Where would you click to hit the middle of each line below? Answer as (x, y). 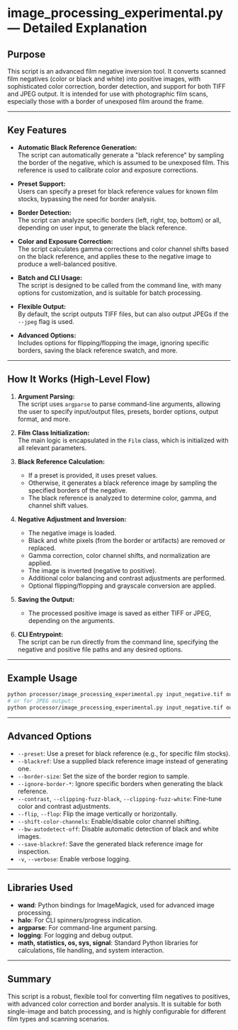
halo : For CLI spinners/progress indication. (80, 920)
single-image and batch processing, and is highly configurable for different (117, 1011)
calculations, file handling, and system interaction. (91, 950)
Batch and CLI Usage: (50, 277)
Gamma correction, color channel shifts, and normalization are (119, 555)
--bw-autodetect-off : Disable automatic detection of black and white (118, 829)
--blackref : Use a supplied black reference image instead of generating (123, 761)
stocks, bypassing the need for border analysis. (87, 198)
